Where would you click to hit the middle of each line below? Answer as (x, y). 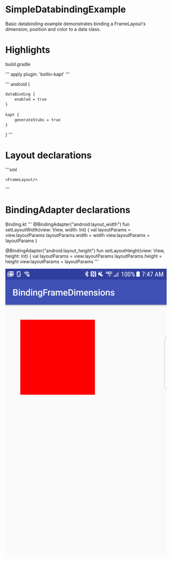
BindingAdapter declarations (68, 210)
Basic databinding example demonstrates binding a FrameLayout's (76, 24)
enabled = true (31, 99)
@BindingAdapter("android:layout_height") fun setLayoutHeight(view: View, (85, 250)
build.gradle (18, 64)
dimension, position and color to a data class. (53, 29)
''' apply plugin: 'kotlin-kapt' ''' (38, 74)
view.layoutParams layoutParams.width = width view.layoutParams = (78, 235)
